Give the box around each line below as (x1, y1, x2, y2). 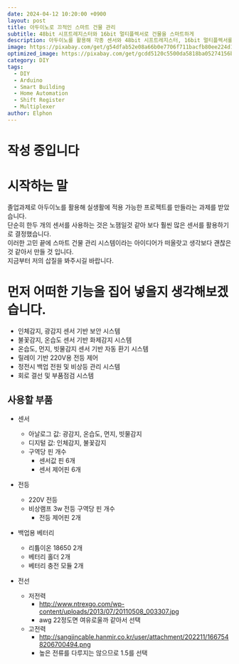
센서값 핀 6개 (38, 456, 76, 465)
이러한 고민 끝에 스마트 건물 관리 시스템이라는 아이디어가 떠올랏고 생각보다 (7, 238, 213, 247)
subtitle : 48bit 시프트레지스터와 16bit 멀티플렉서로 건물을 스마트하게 (7, 30, 194, 38)
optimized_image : (7, 51, 59, 58)
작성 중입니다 (7, 142, 80, 159)
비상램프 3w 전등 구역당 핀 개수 (28, 504, 115, 513)
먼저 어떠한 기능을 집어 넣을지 (7, 284, 169, 300)
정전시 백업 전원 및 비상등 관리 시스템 (17, 362, 121, 370)
